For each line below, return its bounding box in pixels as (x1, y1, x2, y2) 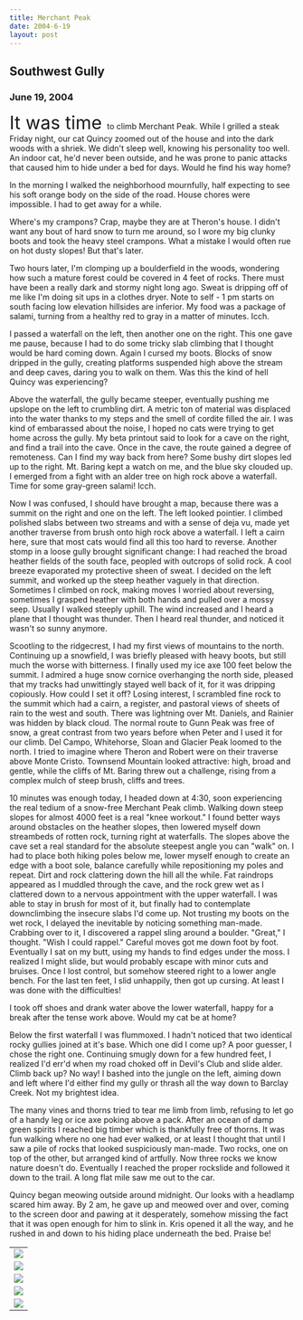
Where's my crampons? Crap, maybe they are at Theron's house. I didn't (9, 216, 280, 227)
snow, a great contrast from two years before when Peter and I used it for (9, 727, 283, 738)
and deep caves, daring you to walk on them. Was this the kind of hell (9, 367, 269, 378)
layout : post (9, 30, 59, 39)
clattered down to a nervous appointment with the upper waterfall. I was (9, 888, 279, 900)
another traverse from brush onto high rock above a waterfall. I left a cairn (9, 527, 285, 538)
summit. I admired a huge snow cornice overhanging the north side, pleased (9, 669, 294, 680)
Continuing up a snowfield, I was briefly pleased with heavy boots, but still (9, 651, 287, 661)
